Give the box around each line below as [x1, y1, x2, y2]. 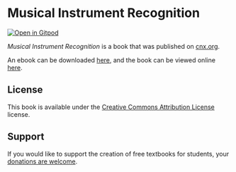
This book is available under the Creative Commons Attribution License [7, 103, 215, 111]
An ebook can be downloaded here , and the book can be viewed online [7, 55, 216, 64]
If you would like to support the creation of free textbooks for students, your [7, 149, 229, 158]
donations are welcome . [7, 157, 78, 166]
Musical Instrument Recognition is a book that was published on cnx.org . [7, 42, 220, 50]
